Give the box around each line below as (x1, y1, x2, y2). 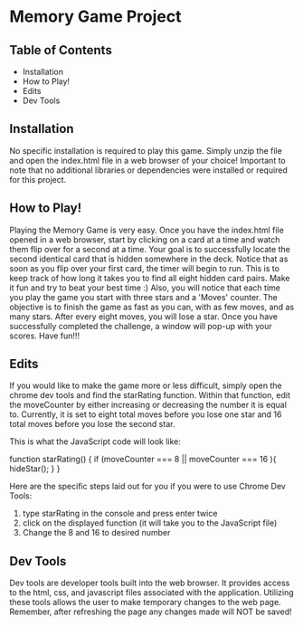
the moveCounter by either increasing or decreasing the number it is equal (9, 400, 288, 411)
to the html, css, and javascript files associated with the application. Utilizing (9, 587, 294, 598)
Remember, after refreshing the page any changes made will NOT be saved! (9, 606, 292, 617)
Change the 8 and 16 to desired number (22, 527, 171, 538)
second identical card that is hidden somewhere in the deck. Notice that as (9, 253, 289, 264)
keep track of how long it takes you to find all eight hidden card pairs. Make (9, 272, 290, 283)
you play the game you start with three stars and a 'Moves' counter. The (9, 291, 278, 302)
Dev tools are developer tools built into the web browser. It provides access (9, 577, 290, 589)
